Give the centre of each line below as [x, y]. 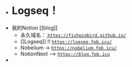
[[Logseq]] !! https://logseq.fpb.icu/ [66, 41]
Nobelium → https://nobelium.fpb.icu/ [68, 47]
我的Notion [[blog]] [34, 28]
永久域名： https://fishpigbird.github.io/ [73, 35]
